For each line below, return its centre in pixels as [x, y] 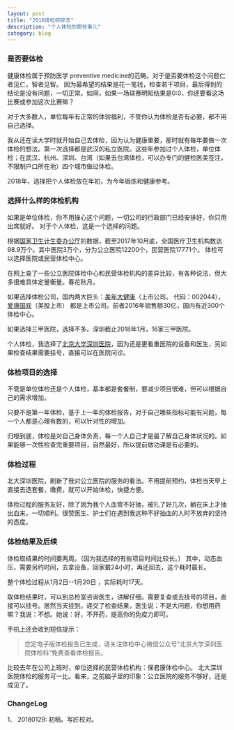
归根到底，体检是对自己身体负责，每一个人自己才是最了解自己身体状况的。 [114, 436]
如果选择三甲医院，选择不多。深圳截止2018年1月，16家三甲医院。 [101, 329]
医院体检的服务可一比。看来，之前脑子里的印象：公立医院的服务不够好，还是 [117, 676]
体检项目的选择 [32, 372]
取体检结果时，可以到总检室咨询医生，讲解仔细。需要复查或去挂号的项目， [114, 597]
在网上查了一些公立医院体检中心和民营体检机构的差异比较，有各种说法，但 [114, 273]
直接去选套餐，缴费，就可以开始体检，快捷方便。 [77, 490]
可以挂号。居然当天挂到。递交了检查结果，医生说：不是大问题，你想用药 [117, 605]
